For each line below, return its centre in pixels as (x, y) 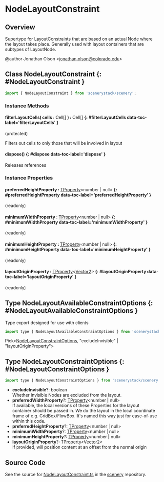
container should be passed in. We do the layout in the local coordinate (83, 411)
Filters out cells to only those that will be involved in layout (64, 143)
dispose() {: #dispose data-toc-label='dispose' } (55, 154)
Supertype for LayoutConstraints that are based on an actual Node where (79, 39)
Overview (20, 27)
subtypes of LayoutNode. (31, 49)
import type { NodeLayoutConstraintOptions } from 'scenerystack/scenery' (83, 381)
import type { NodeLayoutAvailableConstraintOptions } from (68, 331)
